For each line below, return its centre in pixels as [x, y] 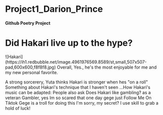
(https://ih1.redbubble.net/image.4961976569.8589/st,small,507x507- [76, 62]
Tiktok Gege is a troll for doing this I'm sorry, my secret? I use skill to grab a [82, 103]
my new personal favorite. [32, 72]
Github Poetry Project [28, 23]
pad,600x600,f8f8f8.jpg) [30, 67]
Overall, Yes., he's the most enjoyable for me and [107, 67]
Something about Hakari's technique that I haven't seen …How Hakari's [78, 87]
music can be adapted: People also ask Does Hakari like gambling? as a [78, 92]
